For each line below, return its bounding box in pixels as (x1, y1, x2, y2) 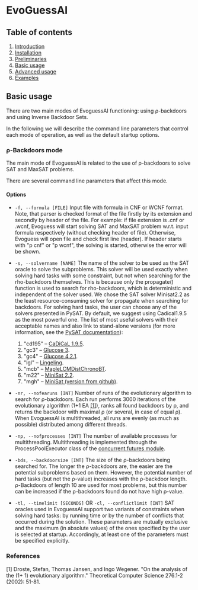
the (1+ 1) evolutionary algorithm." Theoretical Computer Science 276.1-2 (6, 572, 183, 579)
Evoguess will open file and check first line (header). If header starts (14, 235, 182, 243)
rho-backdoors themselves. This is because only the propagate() (14, 278, 174, 286)
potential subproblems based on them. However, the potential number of (14, 469, 193, 476)
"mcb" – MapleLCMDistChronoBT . (23, 365, 107, 373)
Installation (14, 49, 42, 56)
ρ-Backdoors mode (6, 146, 63, 154)
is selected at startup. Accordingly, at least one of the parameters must (14, 531, 189, 538)
